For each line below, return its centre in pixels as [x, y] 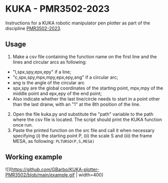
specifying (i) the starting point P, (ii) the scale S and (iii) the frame [82, 136]
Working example [34, 157]
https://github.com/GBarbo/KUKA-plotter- [55, 169]
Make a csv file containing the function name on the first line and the [85, 56]
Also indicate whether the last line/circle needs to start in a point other [86, 99]
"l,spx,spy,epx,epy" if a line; [42, 72]
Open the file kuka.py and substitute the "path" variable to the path [83, 114]
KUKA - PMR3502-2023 [58, 9]
